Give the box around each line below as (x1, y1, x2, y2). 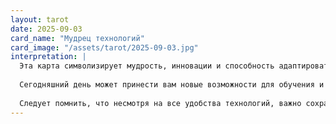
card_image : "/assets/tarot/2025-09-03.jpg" (10, 42, 199, 53)
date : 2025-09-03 (10, 24, 83, 34)
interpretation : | (10, 52, 87, 62)
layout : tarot (10, 14, 70, 25)
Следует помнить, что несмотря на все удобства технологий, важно (19, 98, 302, 108)
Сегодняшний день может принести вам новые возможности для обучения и (19, 80, 325, 90)
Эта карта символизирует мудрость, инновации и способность (19, 61, 275, 71)
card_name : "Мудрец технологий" (10, 33, 145, 43)
